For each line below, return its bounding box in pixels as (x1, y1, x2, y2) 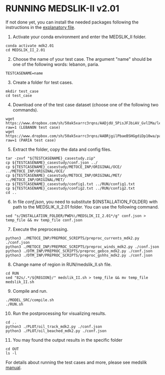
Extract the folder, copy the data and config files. (12, 146, 112, 152)
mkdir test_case (5, 89, 39, 94)
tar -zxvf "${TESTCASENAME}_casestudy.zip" (5, 156, 96, 161)
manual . (5, 364, 22, 370)
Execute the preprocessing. (12, 226, 69, 232)
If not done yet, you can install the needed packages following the (5, 19, 139, 25)
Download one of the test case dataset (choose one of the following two (12, 101, 159, 108)
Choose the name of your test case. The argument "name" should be (12, 56, 152, 62)
